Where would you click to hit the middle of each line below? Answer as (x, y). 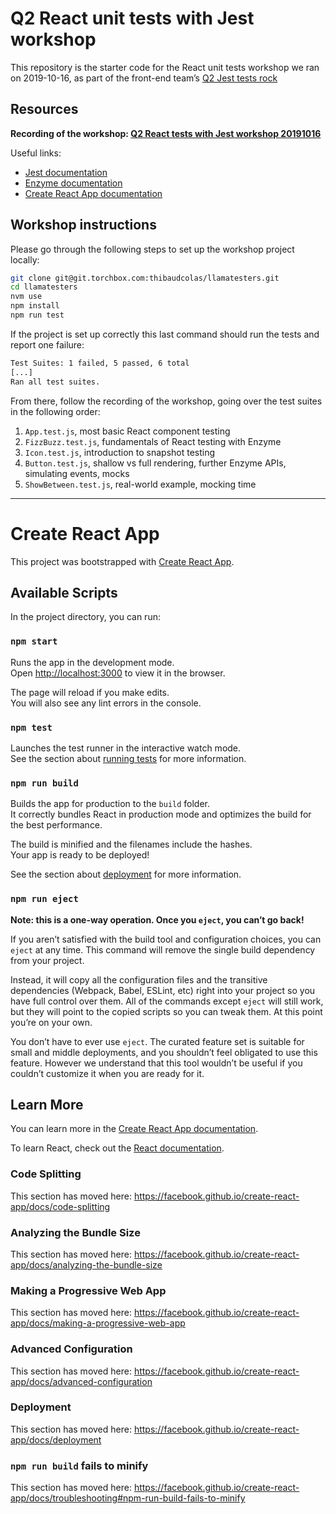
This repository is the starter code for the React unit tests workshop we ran (165, 67)
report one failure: (47, 344)
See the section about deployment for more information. (126, 874)
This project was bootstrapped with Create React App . (122, 561)
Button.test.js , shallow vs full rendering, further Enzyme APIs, (155, 463)
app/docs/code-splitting (60, 1206)
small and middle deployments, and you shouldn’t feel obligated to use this (164, 1052)
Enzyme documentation (73, 183)
